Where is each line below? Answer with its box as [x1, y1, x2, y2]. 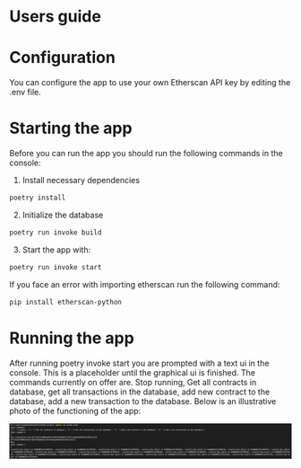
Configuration [9, 48, 116, 68]
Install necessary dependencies [21, 175, 141, 186]
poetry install [9, 193, 66, 203]
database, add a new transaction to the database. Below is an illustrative [9, 395, 277, 406]
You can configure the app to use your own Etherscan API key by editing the [9, 77, 291, 88]
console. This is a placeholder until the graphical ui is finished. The [9, 366, 256, 378]
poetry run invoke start [9, 262, 102, 271]
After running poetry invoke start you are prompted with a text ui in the [9, 358, 270, 368]
